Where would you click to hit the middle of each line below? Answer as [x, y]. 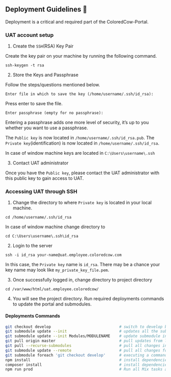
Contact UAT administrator [40, 163]
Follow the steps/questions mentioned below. [53, 85]
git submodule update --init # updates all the [82, 332]
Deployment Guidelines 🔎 [46, 9]
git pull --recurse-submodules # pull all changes [83, 346]
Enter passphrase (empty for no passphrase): [54, 113]
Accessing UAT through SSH [41, 192]
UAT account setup [30, 35]
